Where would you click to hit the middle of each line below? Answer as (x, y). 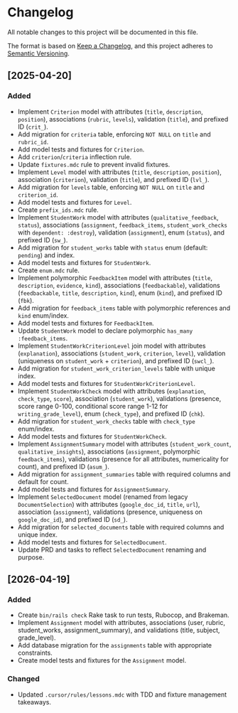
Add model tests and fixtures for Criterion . (81, 149)
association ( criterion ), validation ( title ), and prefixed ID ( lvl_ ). (113, 179)
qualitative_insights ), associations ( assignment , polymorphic (109, 451)
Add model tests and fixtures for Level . (75, 202)
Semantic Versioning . (38, 53)
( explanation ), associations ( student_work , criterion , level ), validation (121, 353)
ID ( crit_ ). (33, 127)
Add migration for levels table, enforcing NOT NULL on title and (111, 187)
